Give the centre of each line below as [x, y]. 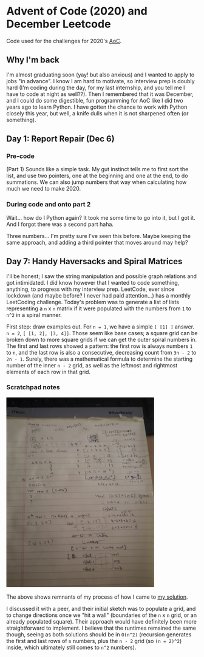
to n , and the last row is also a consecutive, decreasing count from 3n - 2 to [101, 352]
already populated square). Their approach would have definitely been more [102, 621]
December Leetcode [59, 24]
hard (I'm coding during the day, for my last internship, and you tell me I [96, 87]
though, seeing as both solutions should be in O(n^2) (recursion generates [99, 634]
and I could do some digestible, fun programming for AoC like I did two [95, 100]
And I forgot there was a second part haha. [60, 224]
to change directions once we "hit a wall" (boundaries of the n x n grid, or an [102, 615]
